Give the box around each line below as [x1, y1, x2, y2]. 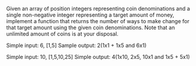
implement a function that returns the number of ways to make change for [6, 18, 189, 24]
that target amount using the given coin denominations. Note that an [6, 24, 176, 31]
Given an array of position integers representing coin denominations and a [6, 5, 191, 12]
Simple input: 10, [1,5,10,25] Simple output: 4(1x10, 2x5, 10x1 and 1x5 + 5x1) [6, 54, 191, 60]
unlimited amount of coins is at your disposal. [6, 30, 119, 37]
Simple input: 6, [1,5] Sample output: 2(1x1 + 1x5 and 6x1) [6, 42, 147, 49]
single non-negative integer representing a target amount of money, [6, 11, 174, 18]
